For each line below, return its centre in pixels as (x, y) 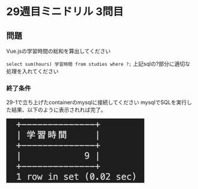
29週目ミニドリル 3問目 (65, 12)
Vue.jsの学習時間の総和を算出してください (58, 51)
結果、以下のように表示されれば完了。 (58, 110)
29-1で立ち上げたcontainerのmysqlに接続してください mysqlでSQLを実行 (97, 102)
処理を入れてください (32, 71)
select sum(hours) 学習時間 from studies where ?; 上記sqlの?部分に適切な (98, 64)
